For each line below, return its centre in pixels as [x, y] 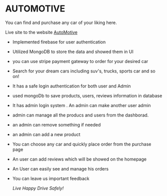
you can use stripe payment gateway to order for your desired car [80, 61]
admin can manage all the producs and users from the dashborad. [80, 115]
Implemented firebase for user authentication [59, 42]
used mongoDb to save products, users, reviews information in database [87, 95]
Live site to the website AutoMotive [41, 32]
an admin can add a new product [46, 134]
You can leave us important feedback [51, 178]
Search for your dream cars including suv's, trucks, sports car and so [84, 71]
